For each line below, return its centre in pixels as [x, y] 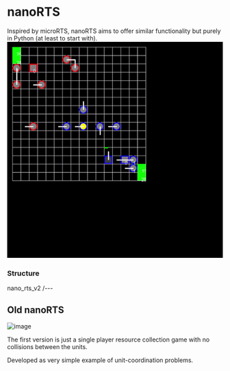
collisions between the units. [47, 347]
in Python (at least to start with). [52, 38]
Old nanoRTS [36, 310]
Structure [23, 273]
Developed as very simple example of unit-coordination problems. [100, 360]
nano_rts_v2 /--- [30, 288]
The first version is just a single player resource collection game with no [108, 339]
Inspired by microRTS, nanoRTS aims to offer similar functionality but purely [114, 31]
